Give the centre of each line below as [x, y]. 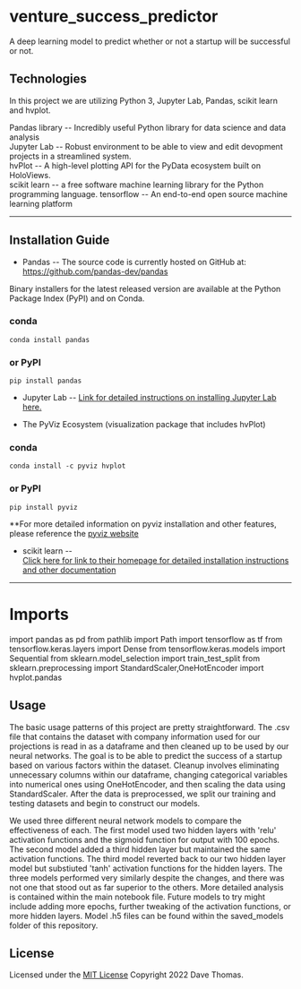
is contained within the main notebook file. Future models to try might [138, 897]
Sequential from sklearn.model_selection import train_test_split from [135, 658]
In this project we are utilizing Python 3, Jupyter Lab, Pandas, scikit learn [143, 100]
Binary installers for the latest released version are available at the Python [145, 288]
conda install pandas [50, 340]
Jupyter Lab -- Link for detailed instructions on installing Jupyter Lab [149, 398]
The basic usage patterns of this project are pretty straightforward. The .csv [150, 727]
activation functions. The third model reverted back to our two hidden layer [148, 858]
